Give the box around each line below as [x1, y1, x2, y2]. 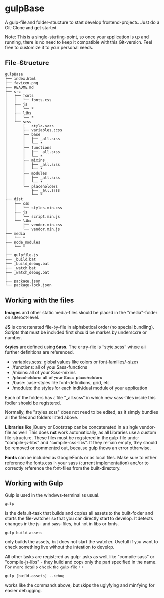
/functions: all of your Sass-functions [12, 364, 87, 370]
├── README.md [5, 85, 34, 90]
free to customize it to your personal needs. [5, 44, 94, 50]
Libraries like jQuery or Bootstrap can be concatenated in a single [5, 424, 138, 430]
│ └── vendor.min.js [5, 227, 60, 232]
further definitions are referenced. [5, 349, 74, 355]
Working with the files [5, 296, 74, 305]
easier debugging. [5, 588, 42, 594]
